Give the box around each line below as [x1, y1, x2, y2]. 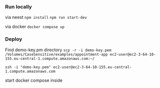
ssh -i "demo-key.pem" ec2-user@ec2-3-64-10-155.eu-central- [5, 64, 132, 70]
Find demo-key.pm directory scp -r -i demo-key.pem [5, 47, 112, 53]
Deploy [5, 36, 22, 43]
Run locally [5, 3, 32, 10]
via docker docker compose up [5, 24, 65, 29]
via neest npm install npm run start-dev [5, 15, 87, 20]
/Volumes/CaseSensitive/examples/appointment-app [5, 52, 108, 57]
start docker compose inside [5, 77, 62, 83]
